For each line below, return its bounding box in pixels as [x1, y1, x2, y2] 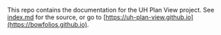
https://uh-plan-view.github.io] [105, 13, 194, 21]
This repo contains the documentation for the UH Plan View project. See [7, 6, 215, 14]
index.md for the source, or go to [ [7, 13, 106, 21]
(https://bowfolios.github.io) [7, 21, 88, 28]
